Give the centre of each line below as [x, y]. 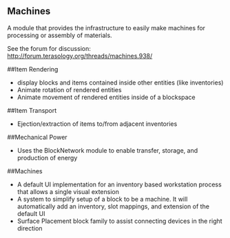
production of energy [47, 158]
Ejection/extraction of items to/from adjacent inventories [97, 124]
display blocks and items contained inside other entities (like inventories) [120, 83]
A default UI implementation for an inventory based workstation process [119, 184]
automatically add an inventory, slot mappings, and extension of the [113, 206]
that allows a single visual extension [68, 191]
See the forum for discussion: [49, 48]
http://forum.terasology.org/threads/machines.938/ [80, 56]
